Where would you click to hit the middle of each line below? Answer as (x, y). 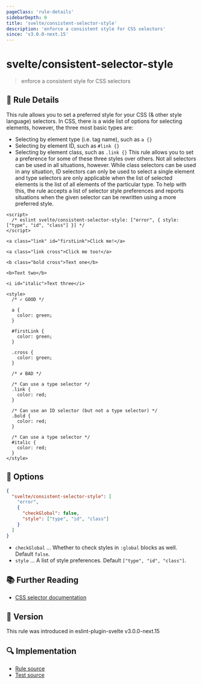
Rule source (30, 669)
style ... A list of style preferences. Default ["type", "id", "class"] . (100, 560)
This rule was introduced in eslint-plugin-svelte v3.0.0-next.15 (83, 631)
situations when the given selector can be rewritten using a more (96, 197)
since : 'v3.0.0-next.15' (37, 35)
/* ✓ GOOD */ (28, 299)
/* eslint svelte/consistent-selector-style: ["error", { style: (96, 220)
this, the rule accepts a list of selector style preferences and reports (99, 191)
